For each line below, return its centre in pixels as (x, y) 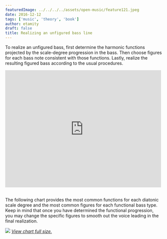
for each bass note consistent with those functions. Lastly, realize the (77, 58)
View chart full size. (32, 231)
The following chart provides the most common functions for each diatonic (82, 200)
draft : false (19, 28)
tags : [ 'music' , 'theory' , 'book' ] (42, 19)
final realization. (22, 221)
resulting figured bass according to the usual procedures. (64, 63)
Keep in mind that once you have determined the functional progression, (80, 210)
